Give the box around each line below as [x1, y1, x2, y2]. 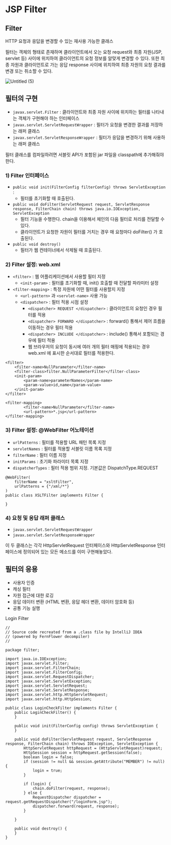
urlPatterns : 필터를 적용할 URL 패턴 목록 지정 [12, 439, 106, 445]
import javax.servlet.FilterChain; [5, 665, 81, 670]
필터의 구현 [5, 94, 38, 103]
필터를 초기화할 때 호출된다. [20, 195, 75, 202]
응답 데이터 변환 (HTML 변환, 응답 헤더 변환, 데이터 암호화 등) [12, 599, 134, 605]
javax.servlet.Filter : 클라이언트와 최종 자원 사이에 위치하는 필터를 [12, 109, 151, 115]
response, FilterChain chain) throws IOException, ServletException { [5, 741, 158, 746]
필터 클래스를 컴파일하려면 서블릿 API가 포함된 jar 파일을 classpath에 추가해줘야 [5, 152, 164, 158]
